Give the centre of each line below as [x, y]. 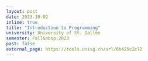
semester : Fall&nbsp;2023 [37, 38]
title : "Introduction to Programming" [53, 28]
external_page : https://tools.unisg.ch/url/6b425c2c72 [74, 49]
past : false [20, 44]
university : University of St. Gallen [53, 33]
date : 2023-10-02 [27, 17]
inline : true [22, 22]
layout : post [22, 11]
